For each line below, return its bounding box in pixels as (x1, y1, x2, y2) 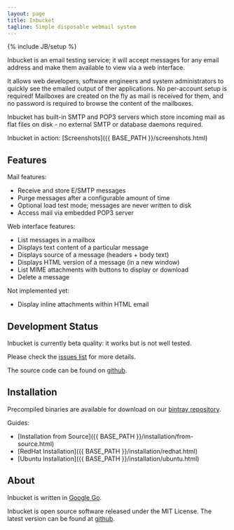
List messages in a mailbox (17, 236, 96, 244)
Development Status (7, 320, 99, 333)
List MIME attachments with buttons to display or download (17, 265, 189, 274)
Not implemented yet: (7, 286, 70, 295)
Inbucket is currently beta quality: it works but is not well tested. (7, 339, 192, 347)
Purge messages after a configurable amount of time (17, 194, 170, 202)
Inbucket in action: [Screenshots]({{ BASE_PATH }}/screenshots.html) (7, 134, 208, 142)
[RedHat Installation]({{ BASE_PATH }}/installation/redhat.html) (17, 447, 198, 455)
